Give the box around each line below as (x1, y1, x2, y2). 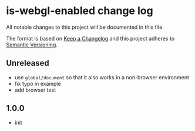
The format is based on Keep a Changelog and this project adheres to (6, 35, 175, 42)
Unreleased (6, 58, 50, 68)
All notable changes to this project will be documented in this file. (6, 23, 164, 31)
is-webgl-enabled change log (6, 4, 154, 18)
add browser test (14, 86, 56, 93)
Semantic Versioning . (6, 41, 58, 48)
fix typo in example (14, 80, 61, 87)
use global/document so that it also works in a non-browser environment (14, 73, 190, 80)
